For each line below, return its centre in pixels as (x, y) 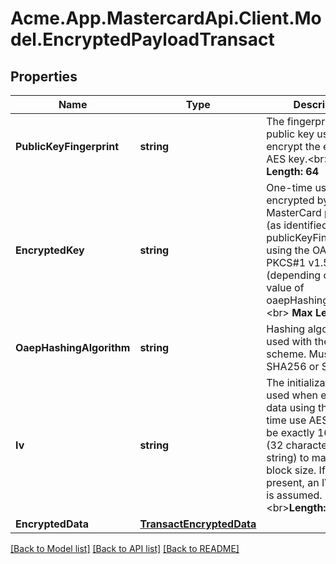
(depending (294, 275)
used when (292, 395)
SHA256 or (293, 366)
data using (291, 407)
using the (288, 250)
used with (289, 341)
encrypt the (293, 146)
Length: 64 (293, 171)
